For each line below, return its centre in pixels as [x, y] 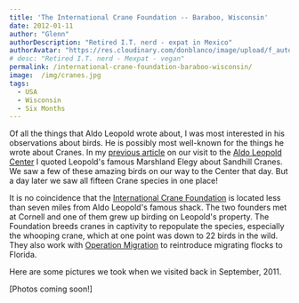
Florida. [23, 255]
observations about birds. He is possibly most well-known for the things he [147, 143]
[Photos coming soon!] [51, 289]
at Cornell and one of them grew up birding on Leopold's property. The [139, 217]
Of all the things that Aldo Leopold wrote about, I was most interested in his [147, 133]
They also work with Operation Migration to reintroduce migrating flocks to [146, 245]
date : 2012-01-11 [41, 26]
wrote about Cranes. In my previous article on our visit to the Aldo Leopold [145, 153]
